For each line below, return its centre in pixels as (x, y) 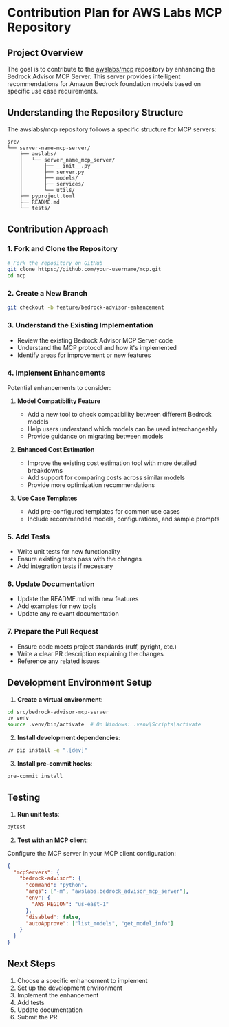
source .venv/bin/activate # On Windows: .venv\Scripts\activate (104, 725)
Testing (24, 798)
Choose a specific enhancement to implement (82, 980)
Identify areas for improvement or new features (84, 355)
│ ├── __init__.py (55, 166)
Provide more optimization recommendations (91, 485)
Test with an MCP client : (52, 840)
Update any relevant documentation (68, 614)
